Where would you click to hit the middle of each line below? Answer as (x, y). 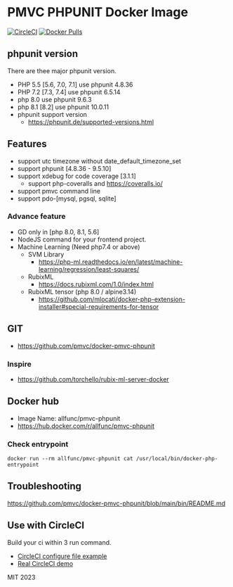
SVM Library (46, 254)
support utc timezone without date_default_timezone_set (99, 161)
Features (27, 144)
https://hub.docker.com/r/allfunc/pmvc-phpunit (86, 426)
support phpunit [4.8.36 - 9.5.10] (64, 168)
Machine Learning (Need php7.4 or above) (79, 246)
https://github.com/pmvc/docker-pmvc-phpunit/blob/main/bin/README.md (116, 503)
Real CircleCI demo (45, 563)
